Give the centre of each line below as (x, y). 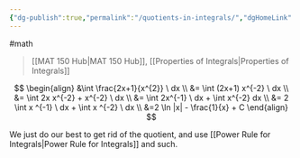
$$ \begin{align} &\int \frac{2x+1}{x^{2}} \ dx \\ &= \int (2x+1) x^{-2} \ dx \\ (151, 88)
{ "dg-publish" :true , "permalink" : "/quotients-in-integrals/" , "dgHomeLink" (151, 18)
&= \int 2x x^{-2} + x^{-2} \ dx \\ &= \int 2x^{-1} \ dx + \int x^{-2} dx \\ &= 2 (151, 98)
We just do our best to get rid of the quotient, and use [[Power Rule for (140, 134)
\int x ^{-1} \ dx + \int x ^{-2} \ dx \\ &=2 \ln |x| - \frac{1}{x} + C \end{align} (151, 107)
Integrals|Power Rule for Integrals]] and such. (94, 144)
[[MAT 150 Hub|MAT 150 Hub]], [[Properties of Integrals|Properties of (160, 60)
